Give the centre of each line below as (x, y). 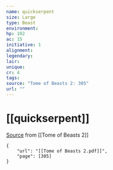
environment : (22, 28)
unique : (16, 67)
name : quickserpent (30, 12)
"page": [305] (34, 156)
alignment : (20, 51)
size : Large (21, 17)
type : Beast (21, 23)
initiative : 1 (24, 45)
